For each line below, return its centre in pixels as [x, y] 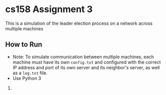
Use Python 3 [27, 78]
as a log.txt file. [30, 73]
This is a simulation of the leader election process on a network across [79, 23]
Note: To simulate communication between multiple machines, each [83, 57]
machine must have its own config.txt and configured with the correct [87, 62]
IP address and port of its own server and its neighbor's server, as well [86, 67]
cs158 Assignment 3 [49, 9]
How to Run [24, 45]
